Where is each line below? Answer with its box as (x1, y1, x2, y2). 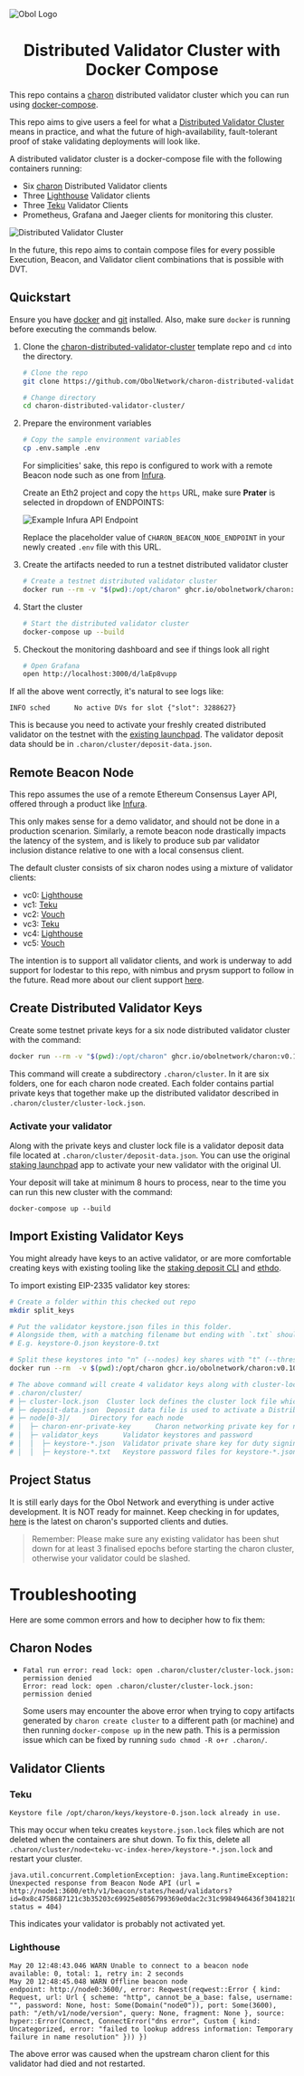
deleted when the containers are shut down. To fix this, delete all (9, 1834, 251, 1845)
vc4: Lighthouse (22, 928, 83, 939)
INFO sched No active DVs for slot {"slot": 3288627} (9, 703, 237, 713)
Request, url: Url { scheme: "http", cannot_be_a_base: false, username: (9, 1993, 294, 2003)
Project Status (9, 1472, 92, 1488)
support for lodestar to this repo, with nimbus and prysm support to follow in (9, 965, 294, 976)
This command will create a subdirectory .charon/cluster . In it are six (9, 1068, 270, 1079)
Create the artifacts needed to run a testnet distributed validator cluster (22, 560, 289, 569)
